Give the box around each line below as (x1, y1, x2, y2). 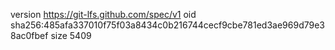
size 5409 (50, 30, 92, 41)
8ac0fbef (10, 30, 49, 41)
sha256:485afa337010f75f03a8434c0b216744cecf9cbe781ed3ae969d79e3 (10, 19, 325, 31)
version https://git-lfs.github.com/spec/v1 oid (10, 9, 197, 20)
